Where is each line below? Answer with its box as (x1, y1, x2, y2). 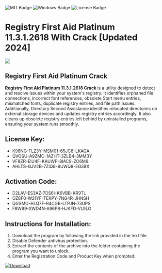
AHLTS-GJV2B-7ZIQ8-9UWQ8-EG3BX (12, 163, 90, 169)
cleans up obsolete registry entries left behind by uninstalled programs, (5, 116, 148, 122)
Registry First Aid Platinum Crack (5, 72, 108, 80)
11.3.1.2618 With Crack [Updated (5, 32, 138, 43)
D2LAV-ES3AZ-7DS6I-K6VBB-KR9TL (12, 190, 86, 196)
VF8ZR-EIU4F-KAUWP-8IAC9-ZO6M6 (12, 158, 89, 164)
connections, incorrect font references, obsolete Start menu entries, (5, 95, 142, 101)
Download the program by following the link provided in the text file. (12, 233, 148, 239)
